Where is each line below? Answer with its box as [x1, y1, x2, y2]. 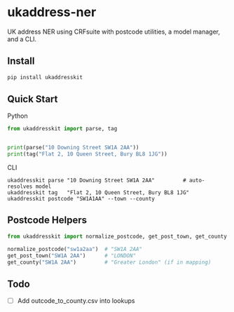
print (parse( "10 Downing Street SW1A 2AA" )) [7, 144, 139, 151]
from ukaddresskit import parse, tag [7, 126, 118, 133]
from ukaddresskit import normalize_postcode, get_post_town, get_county [7, 233, 228, 240]
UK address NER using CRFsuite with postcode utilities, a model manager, [7, 27, 221, 36]
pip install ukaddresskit [7, 74, 83, 81]
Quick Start [7, 93, 58, 105]
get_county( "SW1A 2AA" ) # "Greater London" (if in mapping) [7, 259, 212, 266]
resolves [7, 183, 33, 190]
